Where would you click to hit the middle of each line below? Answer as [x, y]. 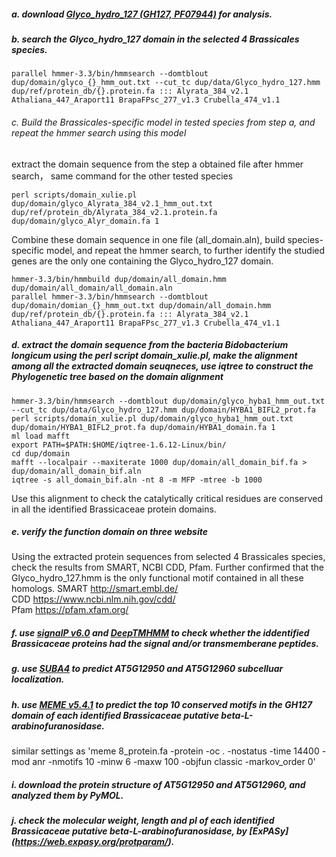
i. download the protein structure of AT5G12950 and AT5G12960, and [158, 784]
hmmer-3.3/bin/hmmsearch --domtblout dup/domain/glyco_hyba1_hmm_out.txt [168, 401]
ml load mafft [41, 436]
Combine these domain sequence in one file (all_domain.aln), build [148, 239]
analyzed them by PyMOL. [67, 795]
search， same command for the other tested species [122, 176]
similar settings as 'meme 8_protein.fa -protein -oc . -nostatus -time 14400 [165, 751]
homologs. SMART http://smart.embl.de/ [95, 589]
